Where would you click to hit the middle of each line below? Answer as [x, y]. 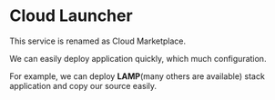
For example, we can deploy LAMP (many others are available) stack [137, 76]
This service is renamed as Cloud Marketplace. [98, 41]
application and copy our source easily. [83, 85]
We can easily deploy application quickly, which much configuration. [138, 58]
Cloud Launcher [71, 16]
